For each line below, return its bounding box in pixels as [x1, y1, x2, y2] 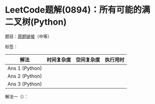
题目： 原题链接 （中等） [5, 33, 52, 39]
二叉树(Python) [5, 16, 67, 28]
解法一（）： [5, 93, 29, 99]
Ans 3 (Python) [7, 80, 42, 87]
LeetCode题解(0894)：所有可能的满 [5, 4, 150, 15]
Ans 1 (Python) [7, 65, 42, 72]
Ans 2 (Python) [7, 73, 42, 79]
